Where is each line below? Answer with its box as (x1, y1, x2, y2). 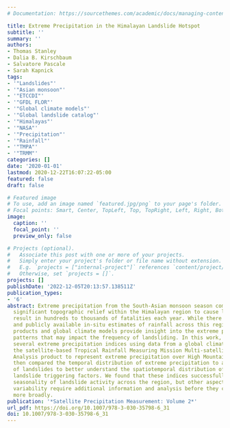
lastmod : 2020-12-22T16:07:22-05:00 (7, 169, 112, 176)
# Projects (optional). (7, 245, 75, 252)
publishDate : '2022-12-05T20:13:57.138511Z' (7, 283, 136, 290)
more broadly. (13, 392, 53, 399)
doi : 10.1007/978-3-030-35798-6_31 (7, 411, 109, 418)
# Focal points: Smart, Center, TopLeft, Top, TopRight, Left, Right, (7, 207, 213, 214)
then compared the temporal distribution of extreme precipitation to (13, 359, 219, 367)
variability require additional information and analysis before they (13, 385, 219, 392)
